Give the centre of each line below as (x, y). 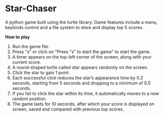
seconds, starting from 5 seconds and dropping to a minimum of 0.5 (82, 83)
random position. (29, 98)
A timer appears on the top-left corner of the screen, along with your (82, 57)
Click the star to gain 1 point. (41, 72)
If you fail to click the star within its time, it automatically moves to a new (85, 93)
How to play (17, 37)
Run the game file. (31, 46)
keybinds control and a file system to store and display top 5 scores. (74, 27)
